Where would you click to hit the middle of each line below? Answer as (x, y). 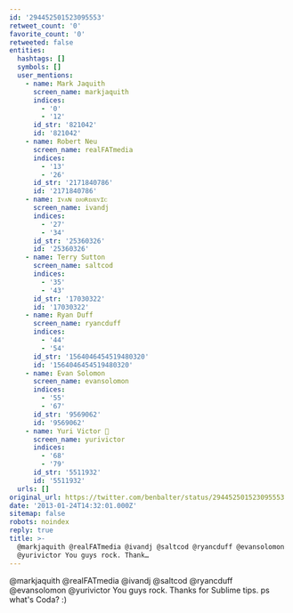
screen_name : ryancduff (77, 324)
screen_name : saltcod (73, 266)
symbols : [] (40, 68)
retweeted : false (41, 42)
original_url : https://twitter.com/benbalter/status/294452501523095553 (147, 497)
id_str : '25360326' (69, 241)
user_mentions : (45, 76)
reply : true (31, 530)
